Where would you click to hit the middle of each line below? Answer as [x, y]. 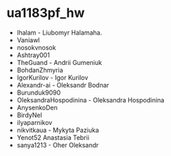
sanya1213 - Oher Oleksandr [58, 145]
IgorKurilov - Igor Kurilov [52, 77]
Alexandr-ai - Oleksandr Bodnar [63, 85]
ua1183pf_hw [46, 13]
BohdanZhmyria [40, 70]
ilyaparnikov [34, 122]
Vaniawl [28, 40]
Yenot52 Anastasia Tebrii [53, 137]
